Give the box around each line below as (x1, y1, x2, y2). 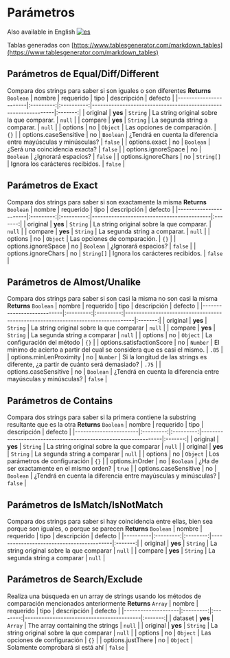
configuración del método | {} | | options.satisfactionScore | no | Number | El (7, 339, 220, 347)
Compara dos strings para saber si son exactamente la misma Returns (7, 198, 207, 206)
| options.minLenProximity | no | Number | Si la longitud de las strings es (7, 353, 207, 361)
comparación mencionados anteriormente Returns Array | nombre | (7, 599, 199, 607)
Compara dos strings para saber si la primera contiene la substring (7, 413, 196, 421)
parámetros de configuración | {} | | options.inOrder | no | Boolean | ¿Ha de (7, 457, 219, 465)
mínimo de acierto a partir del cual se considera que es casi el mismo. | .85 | (7, 346, 223, 354)
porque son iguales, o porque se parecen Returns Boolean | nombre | (7, 524, 203, 533)
